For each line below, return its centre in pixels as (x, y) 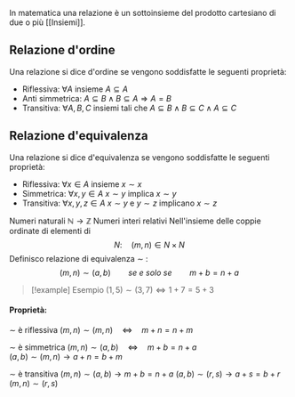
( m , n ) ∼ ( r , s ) (34, 383)
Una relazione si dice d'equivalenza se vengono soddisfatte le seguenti (140, 157)
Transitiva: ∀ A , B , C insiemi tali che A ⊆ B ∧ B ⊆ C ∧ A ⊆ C (129, 108)
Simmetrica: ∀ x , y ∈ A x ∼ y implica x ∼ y (99, 193)
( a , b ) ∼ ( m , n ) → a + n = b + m (66, 356)
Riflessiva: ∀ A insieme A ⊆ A (75, 89)
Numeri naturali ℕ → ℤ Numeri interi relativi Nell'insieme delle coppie (136, 221)
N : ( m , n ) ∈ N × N (149, 245)
